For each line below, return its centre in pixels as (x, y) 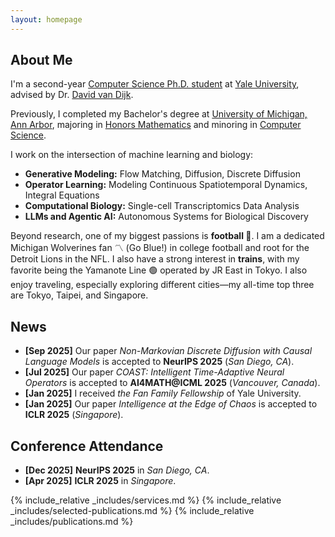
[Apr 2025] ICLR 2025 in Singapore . (100, 481)
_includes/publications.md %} (72, 522)
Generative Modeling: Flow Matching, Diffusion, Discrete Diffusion (162, 174)
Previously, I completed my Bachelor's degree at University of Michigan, (159, 114)
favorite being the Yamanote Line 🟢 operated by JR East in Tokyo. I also (159, 270)
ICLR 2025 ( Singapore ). (74, 415)
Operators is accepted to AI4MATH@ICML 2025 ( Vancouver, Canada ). (172, 383)
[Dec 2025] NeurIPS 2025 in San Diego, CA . (117, 470)
